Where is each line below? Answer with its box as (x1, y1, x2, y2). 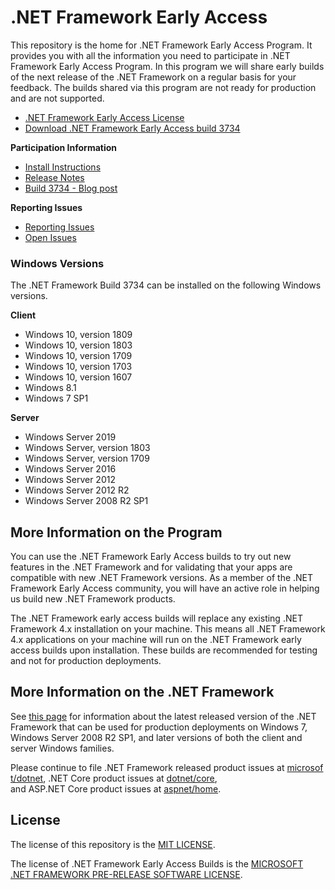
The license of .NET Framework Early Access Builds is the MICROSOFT (10, 857, 304, 870)
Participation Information (10, 141, 118, 153)
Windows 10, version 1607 (24, 371, 133, 383)
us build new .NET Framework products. (10, 593, 176, 605)
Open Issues (24, 231, 77, 243)
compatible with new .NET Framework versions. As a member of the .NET (10, 572, 314, 584)
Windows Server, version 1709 (24, 452, 150, 465)
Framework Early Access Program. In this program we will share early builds (10, 60, 325, 72)
